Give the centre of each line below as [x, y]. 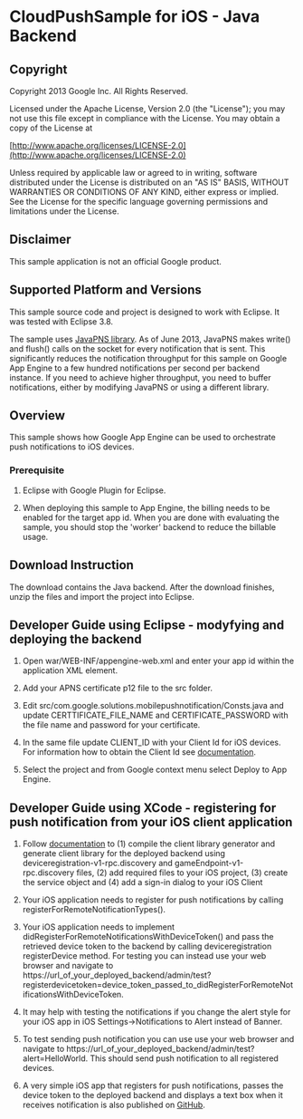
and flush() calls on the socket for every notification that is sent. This [137, 348]
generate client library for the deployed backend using [124, 854]
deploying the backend [76, 639]
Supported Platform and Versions [105, 290]
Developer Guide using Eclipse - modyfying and [147, 625]
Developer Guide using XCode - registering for [143, 808]
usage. [35, 536]
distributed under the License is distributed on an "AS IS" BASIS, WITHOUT [149, 182]
